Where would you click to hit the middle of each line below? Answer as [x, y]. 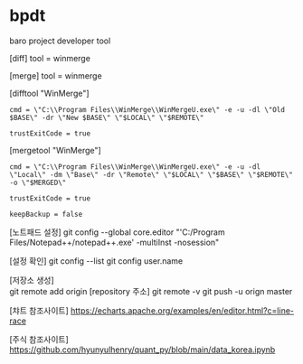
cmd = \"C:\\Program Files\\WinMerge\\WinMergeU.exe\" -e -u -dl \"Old [147, 109]
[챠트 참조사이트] [39, 310]
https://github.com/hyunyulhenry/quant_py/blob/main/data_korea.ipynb [142, 350]
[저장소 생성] [32, 280]
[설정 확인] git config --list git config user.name [96, 261]
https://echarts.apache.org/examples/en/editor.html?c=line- [183, 310]
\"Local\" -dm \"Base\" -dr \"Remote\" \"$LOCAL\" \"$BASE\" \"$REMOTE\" [151, 174]
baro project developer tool [60, 41]
